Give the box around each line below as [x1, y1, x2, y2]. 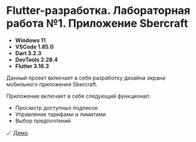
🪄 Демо [6, 129, 29, 137]
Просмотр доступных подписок [15, 104, 98, 111]
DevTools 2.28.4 [15, 56, 58, 63]
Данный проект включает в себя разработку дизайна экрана [6, 74, 166, 81]
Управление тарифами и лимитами [15, 110, 106, 118]
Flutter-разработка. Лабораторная [6, 4, 191, 18]
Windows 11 [15, 36, 46, 44]
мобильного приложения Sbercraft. [6, 80, 98, 88]
